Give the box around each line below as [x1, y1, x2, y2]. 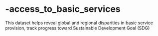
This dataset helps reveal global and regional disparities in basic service [5, 20, 154, 26]
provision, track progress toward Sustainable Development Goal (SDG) [5, 25, 150, 31]
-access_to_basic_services [5, 3, 121, 15]
